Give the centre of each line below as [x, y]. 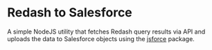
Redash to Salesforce [70, 13]
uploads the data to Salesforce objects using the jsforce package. [101, 38]
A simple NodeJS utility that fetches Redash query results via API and [106, 32]
